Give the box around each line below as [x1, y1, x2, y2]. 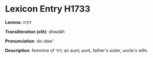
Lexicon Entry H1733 [5, 3, 90, 14]
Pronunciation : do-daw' [5, 38, 54, 44]
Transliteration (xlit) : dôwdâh [5, 29, 65, 34]
